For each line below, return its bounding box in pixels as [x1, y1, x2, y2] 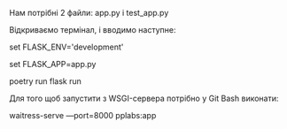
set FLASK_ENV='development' [9, 42, 124, 52]
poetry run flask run [9, 76, 82, 87]
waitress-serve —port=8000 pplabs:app [9, 110, 157, 120]
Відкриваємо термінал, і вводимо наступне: [9, 25, 176, 34]
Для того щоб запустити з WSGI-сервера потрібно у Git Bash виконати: [9, 93, 279, 103]
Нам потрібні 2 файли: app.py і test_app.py [9, 8, 169, 18]
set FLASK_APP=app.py [9, 59, 97, 69]
